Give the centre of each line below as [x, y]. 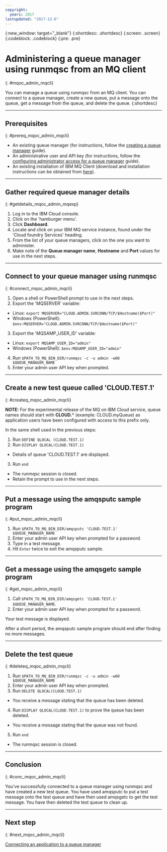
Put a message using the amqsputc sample [73, 499]
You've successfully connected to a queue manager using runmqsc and [79, 786]
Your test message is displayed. [38, 619]
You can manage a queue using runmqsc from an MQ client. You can [76, 93]
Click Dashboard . [30, 224]
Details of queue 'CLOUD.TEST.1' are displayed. [61, 454]
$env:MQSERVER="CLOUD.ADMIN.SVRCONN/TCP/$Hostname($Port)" [75, 324]
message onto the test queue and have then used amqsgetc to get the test [82, 797]
